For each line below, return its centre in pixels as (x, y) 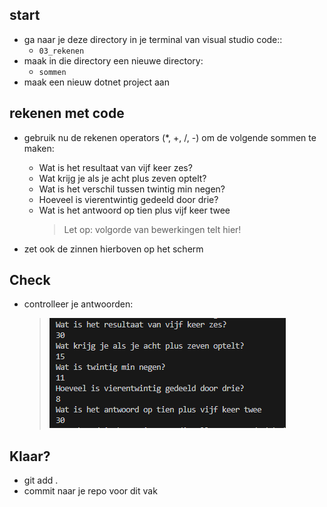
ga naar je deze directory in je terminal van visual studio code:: (153, 39)
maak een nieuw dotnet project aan (96, 82)
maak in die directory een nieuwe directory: (113, 60)
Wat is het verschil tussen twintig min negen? (132, 189)
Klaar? (30, 456)
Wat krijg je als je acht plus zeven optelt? (122, 178)
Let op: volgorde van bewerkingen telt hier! (152, 229)
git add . (41, 480)
